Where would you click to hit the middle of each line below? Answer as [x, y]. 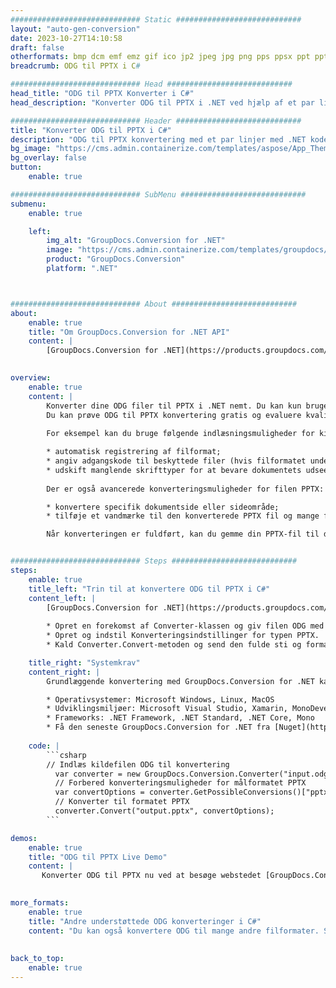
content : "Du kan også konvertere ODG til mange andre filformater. [174, 931]
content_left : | [62, 598]
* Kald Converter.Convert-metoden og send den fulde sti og [174, 645]
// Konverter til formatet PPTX [122, 802]
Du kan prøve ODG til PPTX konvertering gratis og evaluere [174, 415]
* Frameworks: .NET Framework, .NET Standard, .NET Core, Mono [180, 718]
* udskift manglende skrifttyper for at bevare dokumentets [174, 470]
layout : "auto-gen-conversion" [75, 29]
